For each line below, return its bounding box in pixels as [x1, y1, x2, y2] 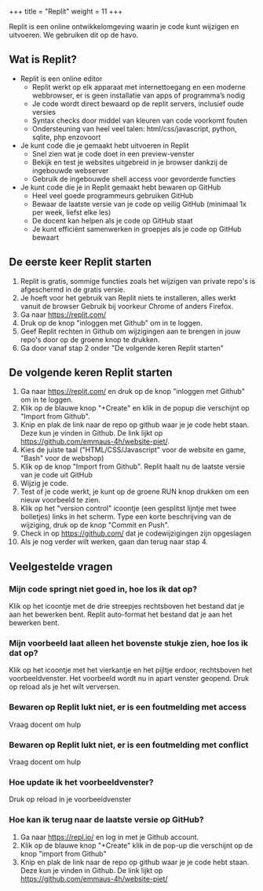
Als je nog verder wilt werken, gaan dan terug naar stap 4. [20, 537, 209, 547]
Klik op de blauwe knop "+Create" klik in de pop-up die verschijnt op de [20, 841, 254, 850]
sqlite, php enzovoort [31, 132, 101, 142]
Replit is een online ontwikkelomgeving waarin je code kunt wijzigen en [9, 22, 239, 31]
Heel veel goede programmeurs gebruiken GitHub [31, 190, 194, 200]
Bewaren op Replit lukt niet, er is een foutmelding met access [9, 701, 247, 712]
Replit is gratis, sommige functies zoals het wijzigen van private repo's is [20, 276, 256, 285]
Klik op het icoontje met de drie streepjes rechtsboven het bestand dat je [9, 602, 245, 611]
